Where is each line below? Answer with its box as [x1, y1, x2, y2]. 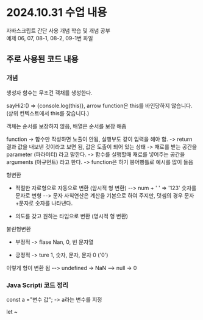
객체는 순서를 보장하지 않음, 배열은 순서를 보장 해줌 [6, 123, 127, 130]
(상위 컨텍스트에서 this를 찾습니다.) [6, 109, 90, 116]
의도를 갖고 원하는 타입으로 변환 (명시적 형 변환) [15, 212, 129, 219]
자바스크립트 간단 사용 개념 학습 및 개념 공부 [6, 27, 111, 34]
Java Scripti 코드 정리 [6, 281, 68, 290]
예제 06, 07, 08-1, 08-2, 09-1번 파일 [6, 34, 93, 41]
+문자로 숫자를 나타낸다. [15, 199, 73, 207]
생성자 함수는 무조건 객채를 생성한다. [6, 89, 93, 96]
